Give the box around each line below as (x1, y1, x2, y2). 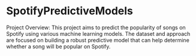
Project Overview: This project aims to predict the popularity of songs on (6, 24, 186, 31)
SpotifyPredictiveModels (6, 4, 133, 18)
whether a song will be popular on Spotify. (6, 43, 111, 50)
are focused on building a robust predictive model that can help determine (6, 36, 190, 43)
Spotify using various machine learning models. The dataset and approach (6, 30, 191, 37)
